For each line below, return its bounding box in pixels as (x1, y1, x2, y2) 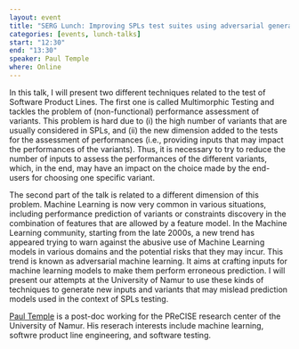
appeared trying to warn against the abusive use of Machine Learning (9, 237, 265, 248)
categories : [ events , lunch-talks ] (9, 29, 141, 38)
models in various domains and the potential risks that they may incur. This (9, 246, 283, 256)
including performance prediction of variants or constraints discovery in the (9, 208, 287, 219)
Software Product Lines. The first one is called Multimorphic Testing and (9, 96, 275, 107)
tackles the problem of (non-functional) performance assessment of (9, 106, 260, 117)
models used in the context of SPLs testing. (9, 293, 169, 304)
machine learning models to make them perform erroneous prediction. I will (9, 264, 286, 276)
